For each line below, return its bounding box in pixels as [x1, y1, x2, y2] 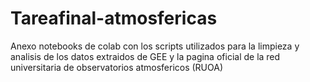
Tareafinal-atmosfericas [10, 7, 218, 30]
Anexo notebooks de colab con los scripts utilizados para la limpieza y [10, 40, 300, 52]
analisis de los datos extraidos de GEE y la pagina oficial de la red [10, 50, 281, 62]
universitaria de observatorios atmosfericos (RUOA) [10, 61, 224, 73]
